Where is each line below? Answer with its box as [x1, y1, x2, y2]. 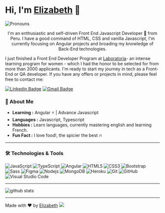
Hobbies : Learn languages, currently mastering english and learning [12, 122, 152, 128]
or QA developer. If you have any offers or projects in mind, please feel [14, 71, 157, 77]
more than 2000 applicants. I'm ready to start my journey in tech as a [5, 66, 145, 72]
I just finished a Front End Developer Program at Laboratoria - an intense [5, 55, 151, 61]
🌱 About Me [5, 98, 34, 105]
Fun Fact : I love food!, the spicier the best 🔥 [12, 132, 102, 138]
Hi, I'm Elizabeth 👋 [5, 4, 81, 16]
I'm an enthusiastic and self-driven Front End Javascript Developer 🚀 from [7, 30, 158, 36]
